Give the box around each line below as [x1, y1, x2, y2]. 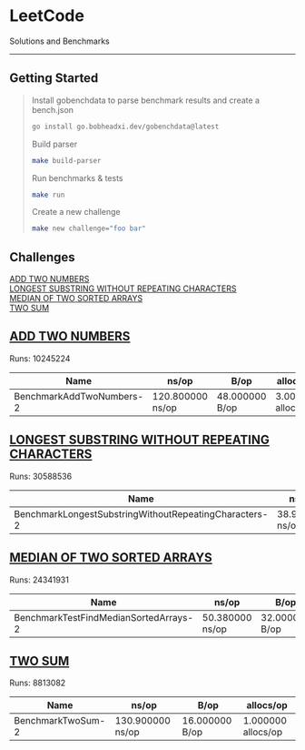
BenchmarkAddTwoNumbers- [14, 390, 143, 402]
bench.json [31, 104, 74, 115]
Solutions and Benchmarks [9, 35, 111, 46]
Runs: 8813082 [9, 677, 66, 688]
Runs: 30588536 [9, 471, 73, 481]
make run [31, 190, 65, 199]
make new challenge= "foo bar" [31, 224, 147, 233]
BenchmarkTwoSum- [14, 715, 106, 727]
